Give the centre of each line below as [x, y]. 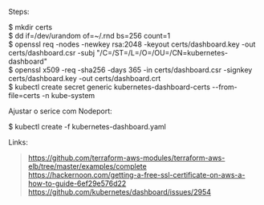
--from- [225, 87]
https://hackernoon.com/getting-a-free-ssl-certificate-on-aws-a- [136, 175]
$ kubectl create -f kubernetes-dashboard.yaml [87, 127]
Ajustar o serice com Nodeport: [60, 111]
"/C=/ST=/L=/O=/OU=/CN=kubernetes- [162, 53]
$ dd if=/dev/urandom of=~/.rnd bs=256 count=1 [89, 36]
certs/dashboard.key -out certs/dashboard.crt [85, 78]
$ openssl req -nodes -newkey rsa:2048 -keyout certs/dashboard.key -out [132, 44]
